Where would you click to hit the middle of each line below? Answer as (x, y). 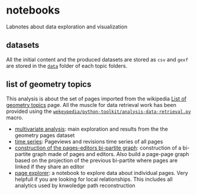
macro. (15, 117)
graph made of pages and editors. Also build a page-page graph (111, 154)
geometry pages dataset (45, 135)
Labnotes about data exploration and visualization (67, 27)
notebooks (33, 10)
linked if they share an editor (49, 167)
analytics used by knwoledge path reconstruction (75, 185)
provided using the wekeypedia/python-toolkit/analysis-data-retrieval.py (98, 111)
